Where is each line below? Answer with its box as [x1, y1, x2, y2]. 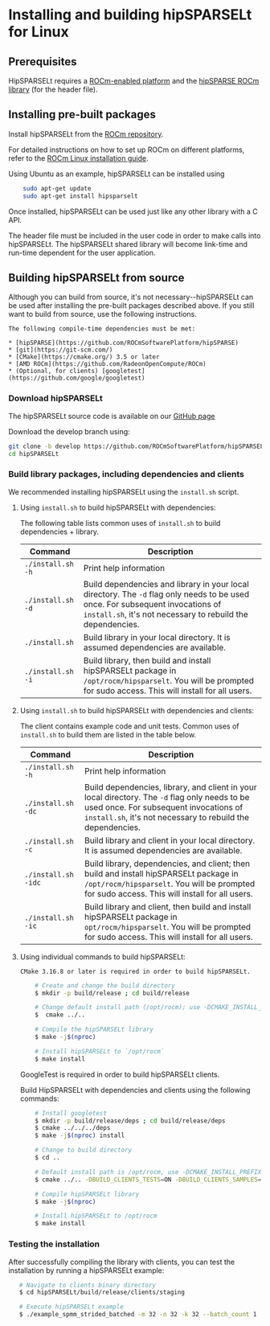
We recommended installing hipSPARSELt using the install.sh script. [8, 486, 239, 496]
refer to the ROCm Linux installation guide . [8, 153, 149, 162]
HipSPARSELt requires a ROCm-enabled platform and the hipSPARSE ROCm [8, 76, 260, 85]
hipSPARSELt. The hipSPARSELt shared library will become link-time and [8, 239, 247, 248]
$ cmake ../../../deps [35, 1124, 111, 1132]
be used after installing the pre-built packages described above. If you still [8, 301, 255, 310]
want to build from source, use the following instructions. [8, 310, 197, 319]
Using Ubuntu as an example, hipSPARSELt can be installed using [8, 169, 225, 179]
